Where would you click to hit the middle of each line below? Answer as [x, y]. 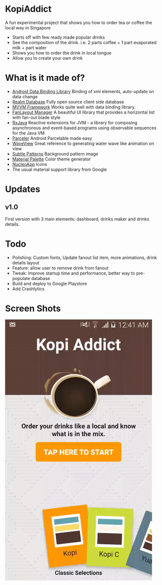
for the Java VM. [29, 133]
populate [21, 278]
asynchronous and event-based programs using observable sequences [84, 128]
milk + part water [29, 47]
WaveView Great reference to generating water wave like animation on [83, 143]
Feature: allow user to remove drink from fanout [60, 268]
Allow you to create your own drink [47, 58]
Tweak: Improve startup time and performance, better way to [74, 273]
